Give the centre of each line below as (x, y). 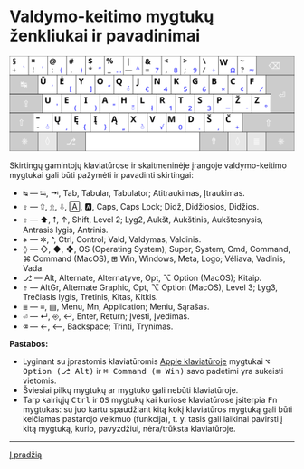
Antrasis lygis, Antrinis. (65, 230)
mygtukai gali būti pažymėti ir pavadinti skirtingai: (102, 174)
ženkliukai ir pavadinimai (105, 36)
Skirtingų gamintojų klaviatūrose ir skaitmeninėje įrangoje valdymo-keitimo (148, 165)
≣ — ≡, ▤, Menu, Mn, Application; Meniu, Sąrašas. (116, 306)
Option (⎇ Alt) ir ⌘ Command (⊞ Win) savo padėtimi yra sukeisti (153, 371)
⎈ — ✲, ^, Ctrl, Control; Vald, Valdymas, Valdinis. (112, 239)
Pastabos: (29, 343)
